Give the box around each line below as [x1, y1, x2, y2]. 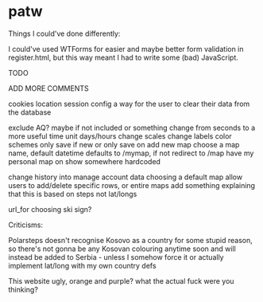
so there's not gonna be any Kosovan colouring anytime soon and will [8, 244, 236, 253]
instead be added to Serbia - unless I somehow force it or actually [8, 252, 224, 261]
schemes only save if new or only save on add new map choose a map [8, 139, 240, 149]
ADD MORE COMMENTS [8, 83, 89, 93]
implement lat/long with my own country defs [8, 261, 157, 270]
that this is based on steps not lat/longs [8, 189, 137, 198]
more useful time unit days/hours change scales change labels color [8, 131, 232, 141]
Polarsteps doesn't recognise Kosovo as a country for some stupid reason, [8, 235, 253, 245]
